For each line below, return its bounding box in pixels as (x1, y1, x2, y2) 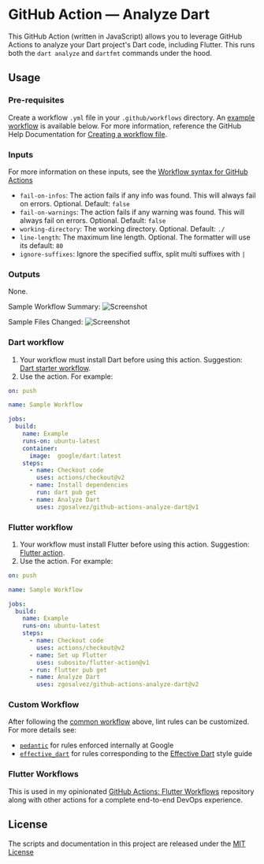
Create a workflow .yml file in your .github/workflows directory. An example (8, 113, 255, 122)
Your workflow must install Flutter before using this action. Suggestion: (19, 540, 250, 549)
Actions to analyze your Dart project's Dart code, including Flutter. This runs (8, 39, 255, 49)
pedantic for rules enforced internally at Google (19, 740, 174, 750)
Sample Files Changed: (8, 317, 84, 327)
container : (22, 444, 58, 452)
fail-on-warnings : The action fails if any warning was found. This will (19, 207, 245, 217)
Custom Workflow (8, 699, 80, 710)
